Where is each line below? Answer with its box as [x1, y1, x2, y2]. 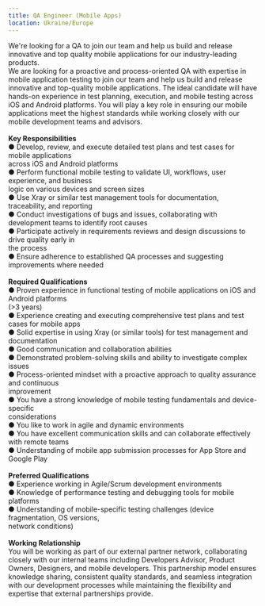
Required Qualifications [8, 277, 88, 286]
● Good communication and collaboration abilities [8, 344, 172, 354]
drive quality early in [8, 235, 75, 244]
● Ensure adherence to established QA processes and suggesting [8, 251, 224, 261]
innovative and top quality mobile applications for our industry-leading [8, 49, 237, 59]
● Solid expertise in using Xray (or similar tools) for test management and [8, 327, 248, 337]
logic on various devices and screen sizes [8, 184, 145, 194]
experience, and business [8, 175, 93, 185]
